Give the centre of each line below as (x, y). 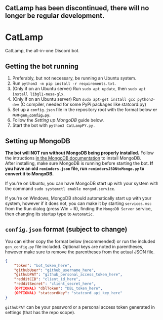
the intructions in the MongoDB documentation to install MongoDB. (73, 158)
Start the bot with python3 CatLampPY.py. (54, 125)
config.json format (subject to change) (66, 229)
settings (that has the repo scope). (40, 312)
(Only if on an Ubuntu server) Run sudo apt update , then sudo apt (79, 89)
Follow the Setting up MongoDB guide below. (58, 120)
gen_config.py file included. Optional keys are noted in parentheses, (74, 246)
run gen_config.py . (31, 115)
